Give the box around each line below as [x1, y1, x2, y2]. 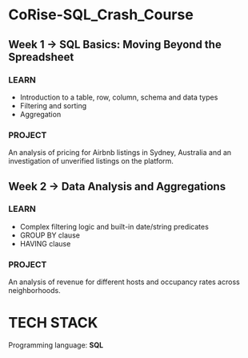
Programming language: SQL [8, 340, 104, 350]
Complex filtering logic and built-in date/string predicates [19, 222, 210, 231]
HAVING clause [19, 238, 71, 248]
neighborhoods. [8, 286, 62, 295]
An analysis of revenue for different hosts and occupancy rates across [8, 277, 240, 287]
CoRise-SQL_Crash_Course [8, 6, 194, 24]
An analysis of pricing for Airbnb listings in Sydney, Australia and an [8, 148, 232, 157]
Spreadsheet [8, 50, 74, 63]
